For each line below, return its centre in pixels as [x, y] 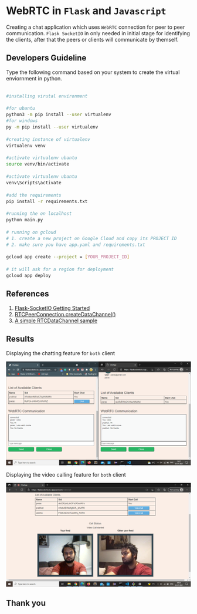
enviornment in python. [34, 78]
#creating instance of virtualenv [48, 139]
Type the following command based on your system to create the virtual [93, 72]
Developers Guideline [46, 58]
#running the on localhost [39, 214]
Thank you [26, 603]
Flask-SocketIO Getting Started [52, 308]
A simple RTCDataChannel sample [56, 321]
